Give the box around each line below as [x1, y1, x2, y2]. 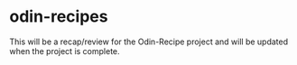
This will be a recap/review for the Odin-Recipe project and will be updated [9, 36, 289, 47]
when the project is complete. [9, 45, 120, 56]
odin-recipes [9, 6, 108, 27]
